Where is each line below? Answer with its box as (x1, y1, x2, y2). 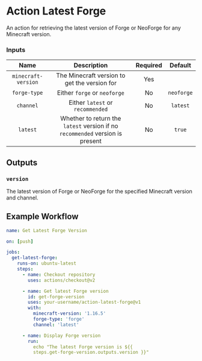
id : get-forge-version (28, 294, 85, 300)
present (79, 137, 102, 145)
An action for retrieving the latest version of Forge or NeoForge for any (6, 24, 182, 31)
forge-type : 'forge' (32, 316, 85, 322)
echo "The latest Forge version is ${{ (32, 344, 133, 350)
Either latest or (69, 98, 113, 107)
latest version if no (63, 122, 118, 130)
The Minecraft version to (56, 71, 126, 80)
